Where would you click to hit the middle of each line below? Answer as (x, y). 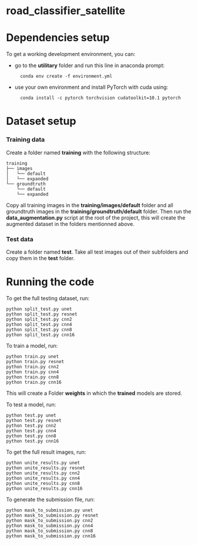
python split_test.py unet (39, 309)
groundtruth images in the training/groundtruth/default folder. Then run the (99, 211)
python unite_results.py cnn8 (43, 483)
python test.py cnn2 (31, 426)
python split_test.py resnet (42, 314)
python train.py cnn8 (33, 377)
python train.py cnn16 (34, 382)
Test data (20, 239)
